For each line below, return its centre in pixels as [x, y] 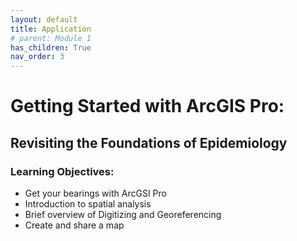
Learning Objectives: [62, 171]
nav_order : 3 [37, 57]
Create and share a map [74, 225]
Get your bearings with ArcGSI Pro [95, 193]
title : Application [51, 29]
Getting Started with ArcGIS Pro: [147, 106]
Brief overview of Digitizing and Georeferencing [123, 214]
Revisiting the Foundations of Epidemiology [149, 142]
